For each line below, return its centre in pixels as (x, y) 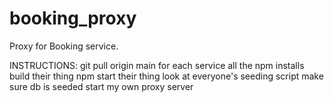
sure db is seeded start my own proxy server (101, 86)
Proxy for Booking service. (64, 46)
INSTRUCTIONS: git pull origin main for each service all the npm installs (157, 65)
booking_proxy (73, 18)
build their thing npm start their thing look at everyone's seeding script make (166, 76)
